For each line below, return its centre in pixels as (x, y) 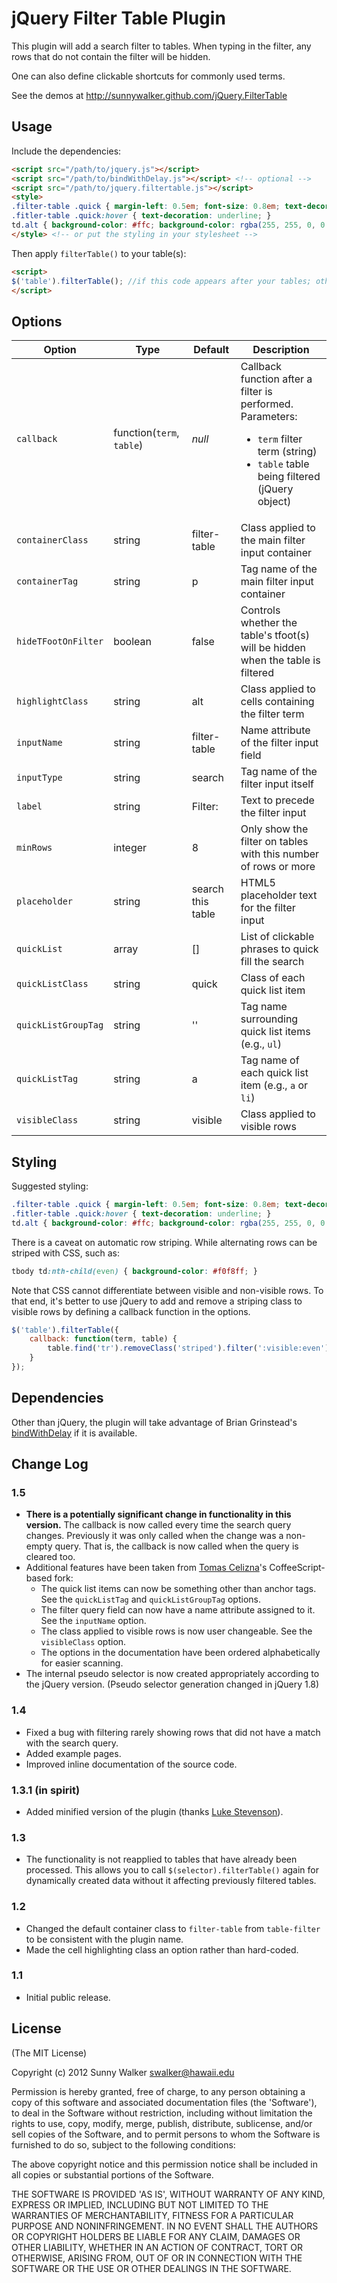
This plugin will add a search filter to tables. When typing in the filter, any (161, 46)
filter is (256, 392)
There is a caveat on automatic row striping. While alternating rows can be (164, 1242)
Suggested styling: (50, 1186)
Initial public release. (68, 1997)
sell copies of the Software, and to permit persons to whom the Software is (166, 2134)
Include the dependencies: (66, 151)
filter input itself (277, 784)
